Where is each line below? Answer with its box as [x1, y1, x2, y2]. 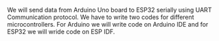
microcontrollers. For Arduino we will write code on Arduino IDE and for [7, 20, 209, 28]
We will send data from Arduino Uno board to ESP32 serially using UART [7, 6, 212, 14]
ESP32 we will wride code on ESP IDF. [7, 27, 115, 36]
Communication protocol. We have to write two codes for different [7, 13, 194, 21]
